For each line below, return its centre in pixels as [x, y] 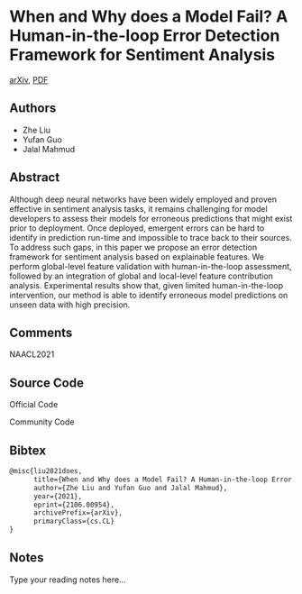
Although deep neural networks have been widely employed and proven [143, 199]
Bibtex [28, 450]
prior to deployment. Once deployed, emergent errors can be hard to [137, 228]
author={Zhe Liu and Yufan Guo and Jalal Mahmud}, [130, 488]
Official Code [34, 405]
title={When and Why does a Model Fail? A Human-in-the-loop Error [163, 480]
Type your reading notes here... [68, 580]
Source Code [46, 383]
